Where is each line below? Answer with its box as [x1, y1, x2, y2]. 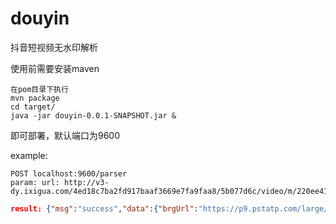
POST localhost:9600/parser [10, 168, 128, 179]
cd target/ [10, 102, 56, 112]
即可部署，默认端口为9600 [10, 129, 121, 141]
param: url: [10, 177, 60, 187]
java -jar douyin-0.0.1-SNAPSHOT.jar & [10, 110, 177, 121]
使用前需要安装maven [10, 62, 100, 74]
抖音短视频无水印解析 [10, 41, 98, 53]
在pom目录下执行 [10, 84, 69, 94]
